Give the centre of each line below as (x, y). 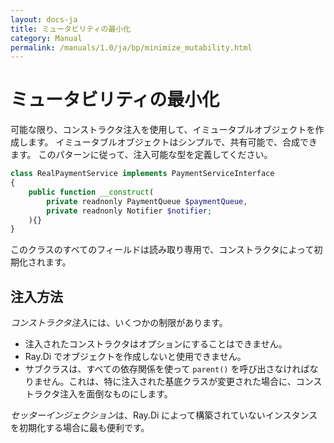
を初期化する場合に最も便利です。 (80, 428)
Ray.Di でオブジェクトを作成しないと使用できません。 (135, 357)
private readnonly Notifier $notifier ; (129, 211)
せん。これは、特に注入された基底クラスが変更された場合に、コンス (182, 382)
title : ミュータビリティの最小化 (71, 29)
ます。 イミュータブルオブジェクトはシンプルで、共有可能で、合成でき (172, 142)
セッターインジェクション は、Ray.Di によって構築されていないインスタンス (164, 415)
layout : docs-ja (44, 19)
